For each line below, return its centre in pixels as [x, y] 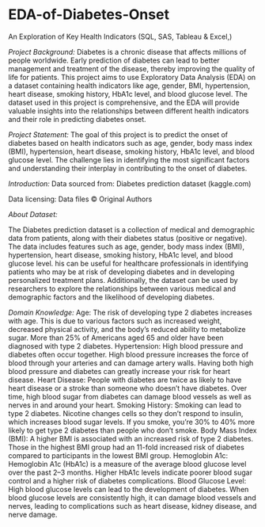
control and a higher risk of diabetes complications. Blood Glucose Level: [127, 480]
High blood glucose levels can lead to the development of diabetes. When [129, 489]
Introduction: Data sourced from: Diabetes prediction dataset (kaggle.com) [130, 183]
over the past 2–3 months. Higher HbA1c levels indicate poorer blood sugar [131, 472]
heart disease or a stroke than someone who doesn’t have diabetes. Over [128, 388]
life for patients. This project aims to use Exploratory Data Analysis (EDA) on [132, 77]
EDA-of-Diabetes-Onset [89, 15]
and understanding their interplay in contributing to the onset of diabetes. [128, 168]
